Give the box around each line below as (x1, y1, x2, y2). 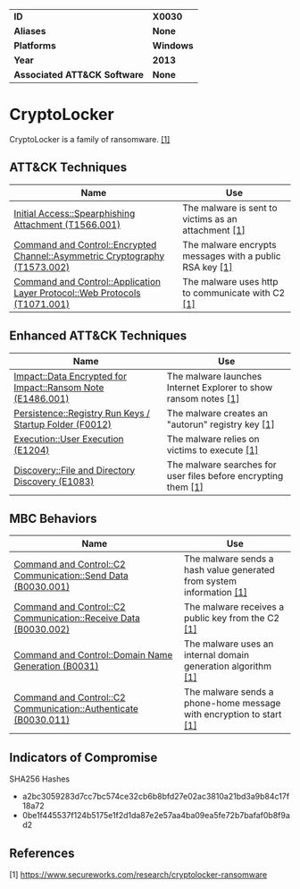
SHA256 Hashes (9, 774, 70, 784)
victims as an (182, 212, 238, 225)
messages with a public (182, 250, 281, 262)
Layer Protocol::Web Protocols (13, 286, 141, 299)
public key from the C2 (184, 612, 279, 625)
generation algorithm (184, 660, 272, 672)
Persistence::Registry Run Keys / (13, 406, 150, 419)
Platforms (13, 39, 56, 52)
